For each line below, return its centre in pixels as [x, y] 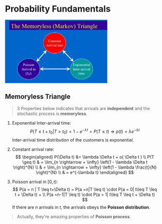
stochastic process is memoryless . [52, 113]
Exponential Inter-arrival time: [42, 123]
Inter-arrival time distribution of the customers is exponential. [73, 140]
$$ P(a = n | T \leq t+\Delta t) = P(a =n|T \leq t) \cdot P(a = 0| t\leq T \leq [85, 190]
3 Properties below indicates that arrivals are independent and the [83, 108]
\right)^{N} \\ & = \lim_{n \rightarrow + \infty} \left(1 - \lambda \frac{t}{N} [85, 167]
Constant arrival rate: [33, 149]
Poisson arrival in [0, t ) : [35, 182]
